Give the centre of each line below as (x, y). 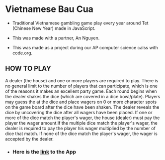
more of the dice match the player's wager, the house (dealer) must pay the (82, 118)
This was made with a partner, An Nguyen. (56, 38)
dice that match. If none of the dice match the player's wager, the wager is (81, 134)
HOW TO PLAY (28, 69)
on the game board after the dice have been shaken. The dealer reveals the (82, 107)
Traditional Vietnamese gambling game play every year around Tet (80, 23)
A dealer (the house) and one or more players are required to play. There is (82, 80)
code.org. (22, 53)
